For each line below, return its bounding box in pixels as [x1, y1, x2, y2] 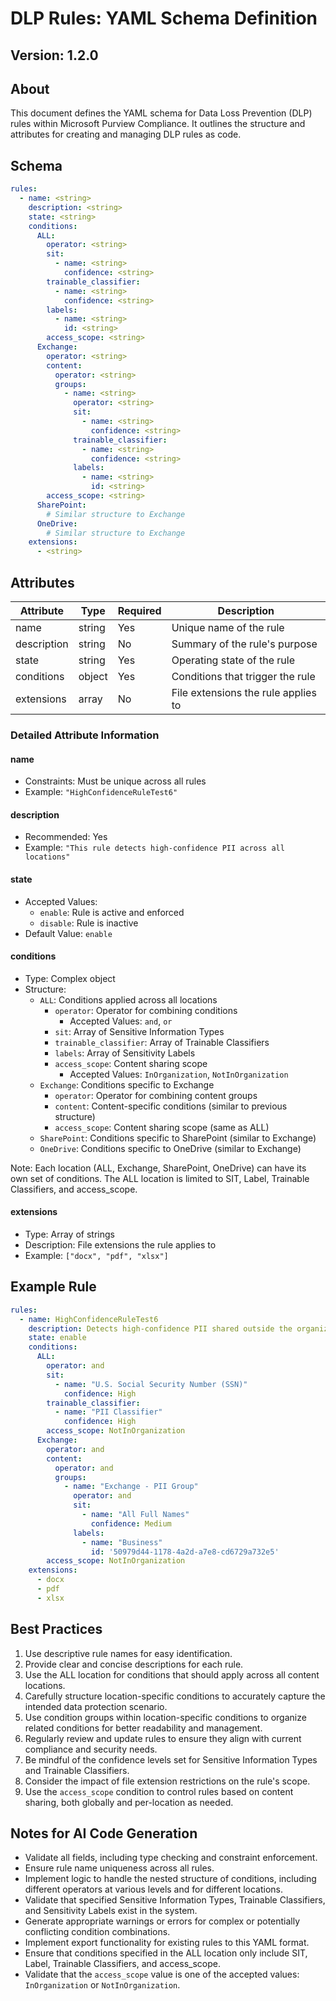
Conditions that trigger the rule [171, 670, 316, 684]
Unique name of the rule [171, 621, 285, 635]
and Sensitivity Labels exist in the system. [24, 1905, 198, 1917]
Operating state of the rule [171, 653, 295, 667]
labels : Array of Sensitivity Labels [54, 1047, 196, 1059]
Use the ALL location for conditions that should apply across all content [24, 1668, 320, 1681]
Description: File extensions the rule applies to [24, 1238, 217, 1251]
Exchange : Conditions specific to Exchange [39, 1078, 215, 1091]
